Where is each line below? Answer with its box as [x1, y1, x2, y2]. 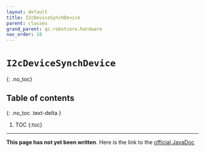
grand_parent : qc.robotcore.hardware [6, 26, 103, 32]
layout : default [6, 9, 48, 15]
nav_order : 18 [6, 32, 43, 38]
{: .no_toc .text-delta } [6, 109, 62, 116]
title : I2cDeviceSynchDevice [6, 15, 81, 21]
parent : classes [6, 20, 48, 26]
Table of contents [6, 93, 74, 103]
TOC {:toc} [15, 121, 43, 128]
